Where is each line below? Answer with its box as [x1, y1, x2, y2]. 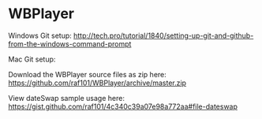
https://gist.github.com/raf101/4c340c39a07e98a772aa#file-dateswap [8, 102, 238, 111]
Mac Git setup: [8, 54, 56, 64]
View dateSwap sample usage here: [8, 93, 125, 102]
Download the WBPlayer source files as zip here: [8, 69, 167, 79]
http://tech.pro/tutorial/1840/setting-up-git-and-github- [73, 31, 254, 40]
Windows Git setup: [8, 31, 73, 40]
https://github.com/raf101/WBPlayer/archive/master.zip [8, 78, 187, 87]
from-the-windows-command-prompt [8, 39, 132, 48]
